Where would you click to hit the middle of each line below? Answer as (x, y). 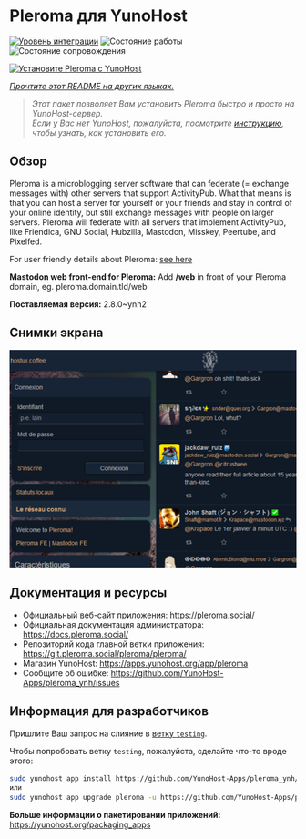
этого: (21, 761)
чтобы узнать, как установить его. (99, 132)
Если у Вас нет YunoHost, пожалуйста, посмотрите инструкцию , (158, 123)
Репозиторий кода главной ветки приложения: (113, 644)
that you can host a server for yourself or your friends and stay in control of (151, 202)
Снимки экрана (56, 333)
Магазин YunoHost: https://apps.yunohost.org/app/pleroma (135, 663)
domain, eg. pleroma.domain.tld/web (78, 286)
